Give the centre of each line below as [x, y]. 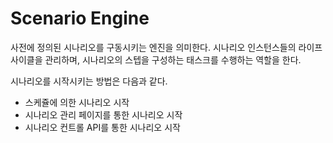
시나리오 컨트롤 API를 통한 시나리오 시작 [102, 127]
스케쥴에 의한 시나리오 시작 [77, 102]
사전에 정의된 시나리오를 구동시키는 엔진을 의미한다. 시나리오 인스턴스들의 [153, 47]
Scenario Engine [80, 18]
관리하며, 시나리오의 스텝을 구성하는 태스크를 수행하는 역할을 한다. [173, 59]
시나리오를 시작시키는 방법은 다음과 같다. [89, 81]
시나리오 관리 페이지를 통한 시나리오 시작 [103, 114]
